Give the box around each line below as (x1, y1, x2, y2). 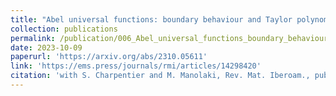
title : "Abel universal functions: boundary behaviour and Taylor (10, 14, 293, 25)
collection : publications (10, 24, 118, 34)
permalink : (10, 33, 56, 43)
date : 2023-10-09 (10, 42, 83, 53)
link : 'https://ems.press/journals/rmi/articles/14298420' (10, 61, 262, 71)
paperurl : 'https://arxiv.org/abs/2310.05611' (10, 52, 208, 62)
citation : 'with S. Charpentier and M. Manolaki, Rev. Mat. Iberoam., (10, 71, 311, 81)
